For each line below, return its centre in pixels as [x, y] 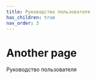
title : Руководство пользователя [48, 12]
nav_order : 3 [23, 23]
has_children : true [31, 17]
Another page [42, 53]
